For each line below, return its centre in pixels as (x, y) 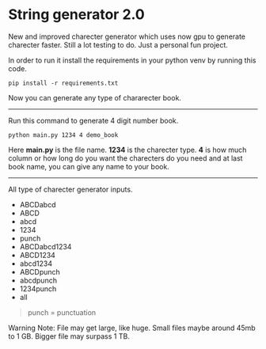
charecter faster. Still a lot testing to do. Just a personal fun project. (118, 44)
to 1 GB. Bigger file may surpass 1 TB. (69, 336)
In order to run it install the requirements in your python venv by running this (132, 60)
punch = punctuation (62, 312)
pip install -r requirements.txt (63, 83)
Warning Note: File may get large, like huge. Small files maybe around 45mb (132, 328)
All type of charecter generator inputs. (70, 189)
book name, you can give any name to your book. (89, 166)
